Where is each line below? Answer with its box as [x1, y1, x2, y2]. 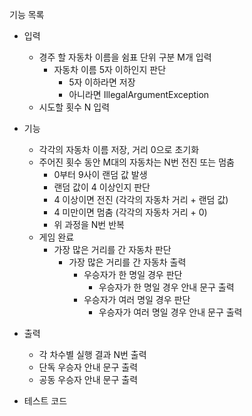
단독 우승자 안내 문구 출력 [38, 361, 139, 373]
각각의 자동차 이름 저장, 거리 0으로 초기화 [38, 144, 200, 155]
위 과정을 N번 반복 [53, 219, 125, 230]
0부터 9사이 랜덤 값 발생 [53, 169, 148, 180]
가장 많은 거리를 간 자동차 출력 [68, 256, 187, 268]
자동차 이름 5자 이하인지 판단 [53, 64, 167, 75]
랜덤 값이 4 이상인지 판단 [53, 181, 151, 193]
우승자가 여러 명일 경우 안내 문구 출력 [98, 306, 243, 318]
